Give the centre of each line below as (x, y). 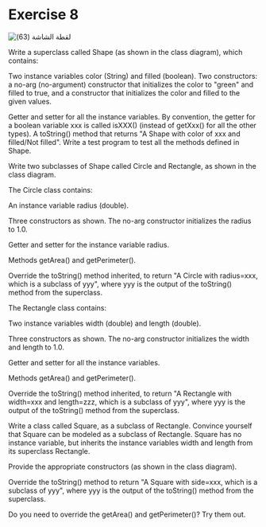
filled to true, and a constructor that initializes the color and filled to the (124, 92)
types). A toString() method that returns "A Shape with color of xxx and (124, 134)
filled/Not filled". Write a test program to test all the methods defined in (124, 142)
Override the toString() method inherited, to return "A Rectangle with (120, 393)
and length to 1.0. (37, 347)
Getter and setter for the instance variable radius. (89, 244)
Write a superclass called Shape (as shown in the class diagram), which (125, 52)
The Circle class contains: (50, 189)
